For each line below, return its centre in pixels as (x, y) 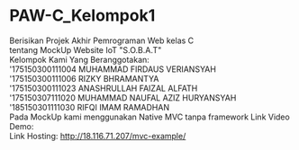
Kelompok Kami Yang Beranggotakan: (80, 59)
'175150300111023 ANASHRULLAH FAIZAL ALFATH (104, 88)
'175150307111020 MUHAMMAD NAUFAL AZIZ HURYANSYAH (123, 97)
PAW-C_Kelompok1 (82, 16)
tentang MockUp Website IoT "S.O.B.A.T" (86, 49)
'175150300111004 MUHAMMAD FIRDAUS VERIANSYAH (113, 69)
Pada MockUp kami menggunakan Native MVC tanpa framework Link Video (149, 117)
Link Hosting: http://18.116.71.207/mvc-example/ (98, 136)
